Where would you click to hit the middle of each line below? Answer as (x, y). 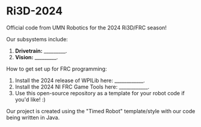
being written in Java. (33, 117)
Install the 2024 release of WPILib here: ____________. (80, 80)
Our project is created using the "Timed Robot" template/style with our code (101, 111)
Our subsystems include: (37, 39)
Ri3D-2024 (35, 11)
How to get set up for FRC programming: (57, 69)
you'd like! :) (30, 99)
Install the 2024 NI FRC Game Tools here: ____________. (82, 87)
